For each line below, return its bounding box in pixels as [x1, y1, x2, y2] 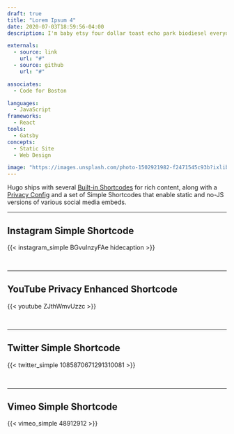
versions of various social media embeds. [7, 198, 127, 206]
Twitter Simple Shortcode [7, 342, 120, 354]
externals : [7, 42, 39, 49]
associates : [7, 81, 42, 88]
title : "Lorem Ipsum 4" [7, 17, 77, 24]
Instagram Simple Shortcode [7, 224, 134, 237]
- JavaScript [13, 106, 52, 114]
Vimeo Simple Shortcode [7, 401, 118, 412]
